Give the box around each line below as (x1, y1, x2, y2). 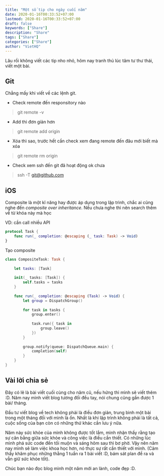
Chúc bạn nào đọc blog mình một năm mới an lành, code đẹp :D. (5, 465, 136, 471)
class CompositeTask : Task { (5, 257, 65, 262)
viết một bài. (5, 63, 31, 69)
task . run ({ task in (31, 321, 72, 326)
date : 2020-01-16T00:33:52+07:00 (5, 12, 74, 17)
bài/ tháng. (5, 400, 27, 406)
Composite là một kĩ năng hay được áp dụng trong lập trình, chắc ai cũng (5, 200, 154, 206)
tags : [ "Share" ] (5, 35, 39, 40)
